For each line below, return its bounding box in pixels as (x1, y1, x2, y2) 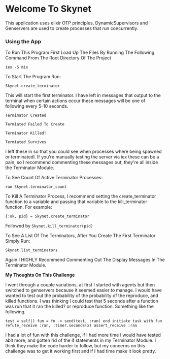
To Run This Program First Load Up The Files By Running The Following (5, 49, 155, 56)
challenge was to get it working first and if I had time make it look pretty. (5, 348, 156, 354)
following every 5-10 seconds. (5, 103, 69, 109)
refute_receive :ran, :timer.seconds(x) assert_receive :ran (5, 323, 138, 328)
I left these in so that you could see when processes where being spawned (5, 148, 162, 155)
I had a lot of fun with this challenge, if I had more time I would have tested (5, 332, 161, 338)
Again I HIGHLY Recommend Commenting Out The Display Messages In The (5, 257, 165, 263)
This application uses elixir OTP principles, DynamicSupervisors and (5, 20, 148, 26)
